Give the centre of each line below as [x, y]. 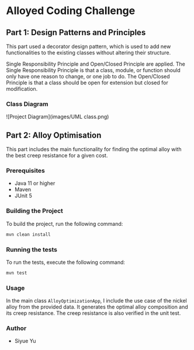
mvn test [17, 273]
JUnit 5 [23, 196]
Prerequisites [25, 171]
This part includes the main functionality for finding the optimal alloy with [94, 149]
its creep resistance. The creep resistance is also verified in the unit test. [93, 313]
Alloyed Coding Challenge [71, 11]
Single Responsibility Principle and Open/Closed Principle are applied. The [96, 64]
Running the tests [32, 249]
